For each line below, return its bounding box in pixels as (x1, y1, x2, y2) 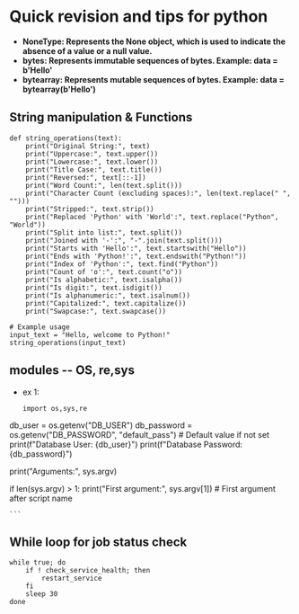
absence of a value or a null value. (22, 45, 153, 56)
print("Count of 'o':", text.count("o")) (25, 267, 182, 276)
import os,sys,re (22, 404, 88, 413)
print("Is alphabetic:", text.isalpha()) (25, 275, 182, 284)
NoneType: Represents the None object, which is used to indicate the (22, 36, 286, 47)
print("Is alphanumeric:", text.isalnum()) (25, 290, 191, 300)
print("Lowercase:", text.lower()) (25, 157, 159, 166)
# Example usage (9, 322, 70, 332)
